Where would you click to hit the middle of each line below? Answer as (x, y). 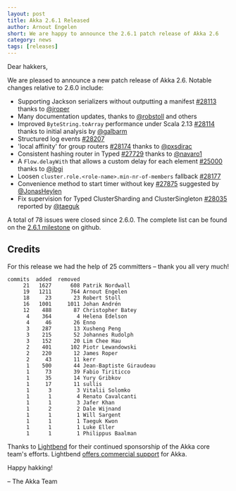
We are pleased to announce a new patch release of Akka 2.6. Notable (110, 80)
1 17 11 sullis (64, 384)
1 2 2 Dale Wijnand (73, 409)
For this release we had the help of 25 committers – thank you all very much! (118, 266)
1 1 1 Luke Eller (70, 427)
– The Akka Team (32, 481)
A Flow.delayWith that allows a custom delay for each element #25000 (120, 161)
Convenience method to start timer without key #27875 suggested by (118, 184)
